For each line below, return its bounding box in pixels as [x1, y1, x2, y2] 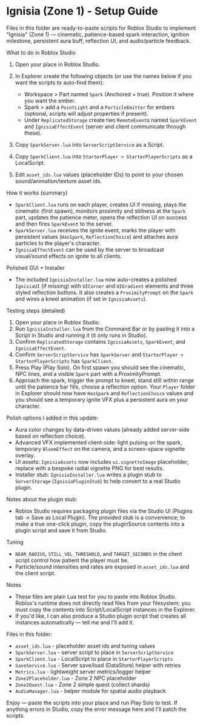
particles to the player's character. [15, 239, 101, 247]
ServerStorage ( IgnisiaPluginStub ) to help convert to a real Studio [15, 477, 181, 484]
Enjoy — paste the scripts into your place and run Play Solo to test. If [6, 699, 178, 706]
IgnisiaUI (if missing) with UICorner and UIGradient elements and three [15, 282, 194, 289]
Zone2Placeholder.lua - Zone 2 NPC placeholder [15, 674, 137, 681]
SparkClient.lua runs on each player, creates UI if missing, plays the [15, 201, 187, 208]
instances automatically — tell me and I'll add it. [15, 618, 135, 626]
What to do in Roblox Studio [6, 48, 76, 56]
